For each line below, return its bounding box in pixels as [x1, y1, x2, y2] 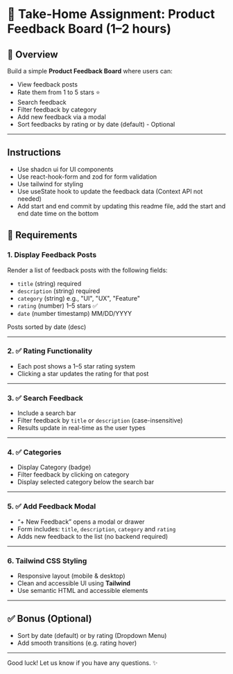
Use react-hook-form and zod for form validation [17, 172, 157, 181]
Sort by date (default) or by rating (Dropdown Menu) [17, 631, 167, 639]
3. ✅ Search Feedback [7, 393, 83, 402]
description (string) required [17, 287, 101, 295]
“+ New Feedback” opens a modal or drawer [17, 517, 145, 526]
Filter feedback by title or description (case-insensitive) [17, 416, 183, 425]
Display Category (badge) [17, 463, 92, 472]
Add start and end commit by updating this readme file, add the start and [17, 202, 226, 210]
